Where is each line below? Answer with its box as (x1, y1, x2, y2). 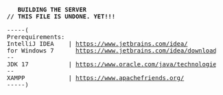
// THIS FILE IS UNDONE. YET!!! (6, 13, 116, 20)
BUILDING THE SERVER (17, 6, 87, 13)
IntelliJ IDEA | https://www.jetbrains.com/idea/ (6, 40, 188, 47)
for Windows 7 (6, 47, 54, 54)
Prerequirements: (6, 33, 65, 40)
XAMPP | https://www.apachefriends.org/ (6, 74, 185, 81)
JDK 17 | (6, 61, 73, 68)
